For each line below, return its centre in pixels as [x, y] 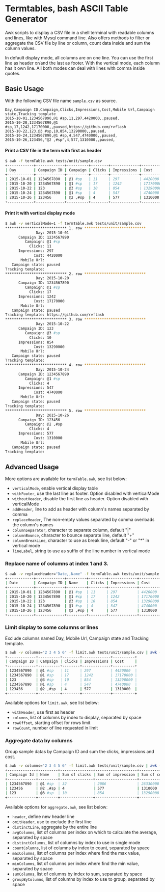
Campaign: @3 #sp [42, 333]
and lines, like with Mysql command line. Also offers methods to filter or [78, 38]
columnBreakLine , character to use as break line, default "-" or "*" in [81, 541]
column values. [20, 48]
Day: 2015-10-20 [53, 278]
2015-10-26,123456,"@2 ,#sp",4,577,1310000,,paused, [60, 140]
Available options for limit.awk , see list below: [52, 703]
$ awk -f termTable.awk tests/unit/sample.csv [54, 161]
